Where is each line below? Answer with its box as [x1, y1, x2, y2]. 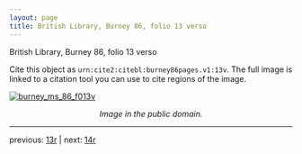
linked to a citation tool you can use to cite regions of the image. [9, 73, 247, 84]
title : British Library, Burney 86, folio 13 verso [9, 22, 207, 31]
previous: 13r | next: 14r [9, 134, 96, 145]
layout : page [9, 13, 58, 23]
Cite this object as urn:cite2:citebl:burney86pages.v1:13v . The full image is [9, 64, 293, 75]
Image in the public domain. [99, 108, 203, 119]
